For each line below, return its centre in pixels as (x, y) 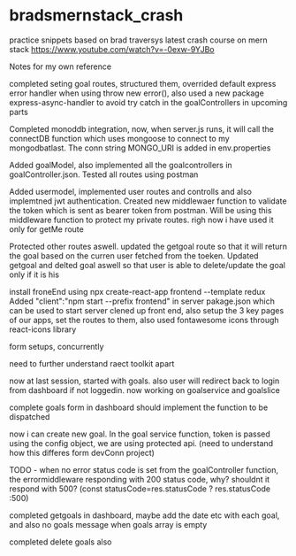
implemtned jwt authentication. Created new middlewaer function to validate (148, 201)
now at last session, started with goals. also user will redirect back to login (144, 381)
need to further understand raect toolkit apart (92, 363)
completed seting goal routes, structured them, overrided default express (143, 83)
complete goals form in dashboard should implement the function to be (139, 407)
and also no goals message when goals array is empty (108, 524)
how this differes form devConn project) (82, 452)
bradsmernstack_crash (96, 15)
